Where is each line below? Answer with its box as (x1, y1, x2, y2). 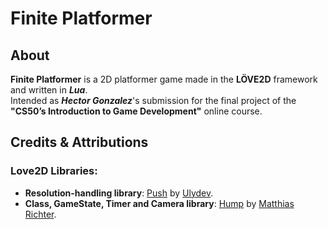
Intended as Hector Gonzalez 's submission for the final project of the (10, 95, 297, 106)
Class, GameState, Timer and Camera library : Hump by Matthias (24, 197, 295, 209)
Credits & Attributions (10, 134, 149, 151)
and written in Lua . (10, 84, 88, 96)
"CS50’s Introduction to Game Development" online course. (10, 105, 263, 117)
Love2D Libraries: (10, 164, 98, 178)
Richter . (24, 208, 57, 220)
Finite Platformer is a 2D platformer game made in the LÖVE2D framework (10, 73, 318, 85)
